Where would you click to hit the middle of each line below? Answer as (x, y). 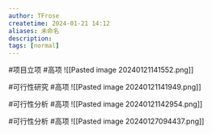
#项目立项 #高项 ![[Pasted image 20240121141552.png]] (101, 70)
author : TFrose (34, 16)
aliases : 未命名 (34, 31)
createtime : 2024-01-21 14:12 (59, 23)
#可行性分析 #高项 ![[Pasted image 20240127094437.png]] (106, 121)
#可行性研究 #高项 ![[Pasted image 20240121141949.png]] (105, 87)
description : (30, 38)
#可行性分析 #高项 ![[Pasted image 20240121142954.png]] (106, 104)
